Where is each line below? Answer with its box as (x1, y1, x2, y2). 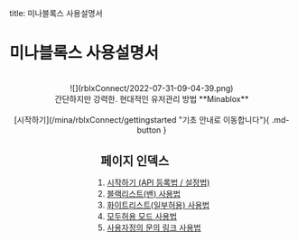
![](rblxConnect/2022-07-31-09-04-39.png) (70, 82, 234, 93)
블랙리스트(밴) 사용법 (107, 188, 181, 199)
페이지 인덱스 (100, 153, 170, 169)
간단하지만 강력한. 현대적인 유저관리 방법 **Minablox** (54, 93, 249, 104)
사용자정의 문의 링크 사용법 (107, 222, 201, 233)
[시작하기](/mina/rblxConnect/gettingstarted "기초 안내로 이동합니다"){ (14, 114, 270, 125)
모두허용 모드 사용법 (107, 210, 178, 221)
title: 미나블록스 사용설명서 (9, 8, 103, 18)
